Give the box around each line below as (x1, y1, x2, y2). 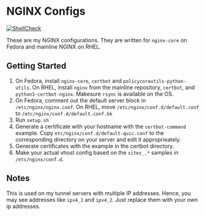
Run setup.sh (15, 116, 49, 123)
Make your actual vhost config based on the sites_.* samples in (15, 148, 179, 156)
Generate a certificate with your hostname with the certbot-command (15, 123, 187, 130)
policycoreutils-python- (123, 78, 187, 84)
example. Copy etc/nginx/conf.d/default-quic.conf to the (15, 129, 164, 136)
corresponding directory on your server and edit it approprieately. (15, 136, 182, 143)
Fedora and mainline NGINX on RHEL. (6, 43, 101, 50)
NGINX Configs (6, 4, 86, 18)
